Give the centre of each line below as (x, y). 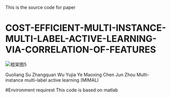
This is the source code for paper (40, 7)
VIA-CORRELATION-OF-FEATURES (81, 50)
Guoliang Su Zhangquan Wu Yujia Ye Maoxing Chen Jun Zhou (70, 75)
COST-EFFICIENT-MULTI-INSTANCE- (86, 28)
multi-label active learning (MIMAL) (61, 80)
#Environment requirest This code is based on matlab (62, 90)
